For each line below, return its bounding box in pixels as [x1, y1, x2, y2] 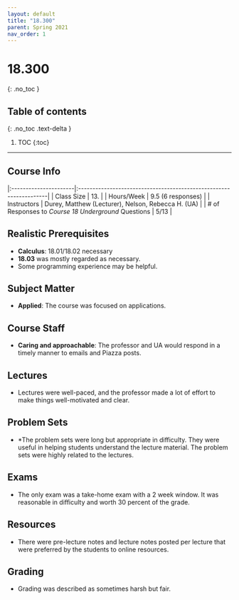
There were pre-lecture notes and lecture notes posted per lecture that [17, 537, 226, 546]
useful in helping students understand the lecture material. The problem [17, 443, 228, 452]
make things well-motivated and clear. [17, 396, 130, 405]
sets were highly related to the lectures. [17, 450, 134, 459]
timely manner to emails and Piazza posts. [17, 349, 142, 357]
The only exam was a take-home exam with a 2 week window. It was [17, 490, 219, 499]
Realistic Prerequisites [7, 228, 110, 240]
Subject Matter [7, 283, 75, 295]
